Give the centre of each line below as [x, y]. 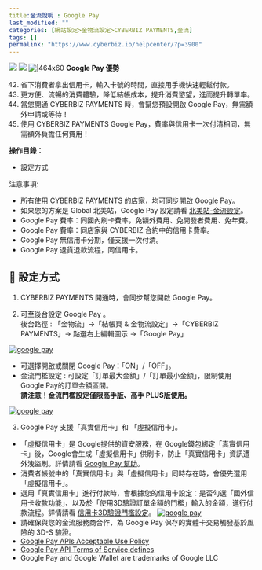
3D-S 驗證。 [56, 532]
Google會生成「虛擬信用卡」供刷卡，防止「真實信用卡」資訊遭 [149, 454]
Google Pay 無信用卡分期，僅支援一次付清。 [91, 240]
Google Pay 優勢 [93, 68]
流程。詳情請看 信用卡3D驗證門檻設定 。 [91, 513]
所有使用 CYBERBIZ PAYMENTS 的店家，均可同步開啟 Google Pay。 [130, 200]
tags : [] [23, 37]
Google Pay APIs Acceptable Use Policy [85, 541]
